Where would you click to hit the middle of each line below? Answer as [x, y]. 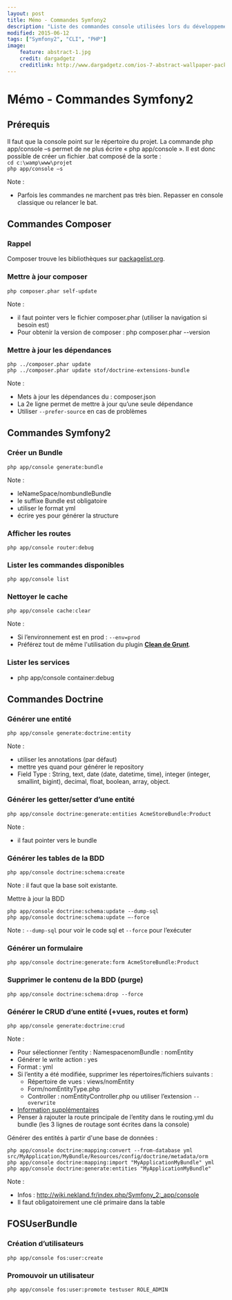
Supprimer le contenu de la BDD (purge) [75, 980]
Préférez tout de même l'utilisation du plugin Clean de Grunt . [104, 645]
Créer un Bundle [35, 452]
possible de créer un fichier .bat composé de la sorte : [84, 156]
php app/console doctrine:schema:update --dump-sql [83, 912]
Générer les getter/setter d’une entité [71, 800]
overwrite [42, 1103]
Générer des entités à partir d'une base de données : [83, 1137]
